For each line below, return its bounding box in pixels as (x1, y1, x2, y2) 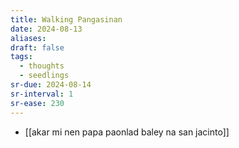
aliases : (10, 33, 47, 43)
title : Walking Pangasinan (10, 14, 123, 25)
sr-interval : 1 (10, 89, 74, 99)
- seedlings (19, 71, 70, 81)
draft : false (10, 42, 65, 53)
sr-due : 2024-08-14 (10, 80, 92, 90)
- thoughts (19, 61, 65, 71)
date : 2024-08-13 (10, 24, 83, 34)
